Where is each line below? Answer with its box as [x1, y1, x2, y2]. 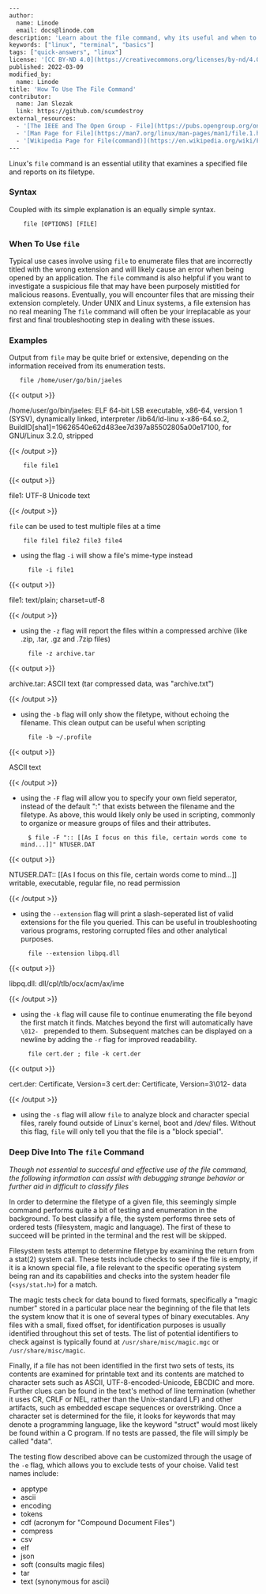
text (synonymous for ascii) [20, 1577, 110, 1586]
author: [9, 11, 35, 20]
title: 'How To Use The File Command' [9, 85, 137, 93]
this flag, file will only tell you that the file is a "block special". [20, 1127, 223, 1136]
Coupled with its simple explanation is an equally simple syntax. [9, 204, 216, 214]
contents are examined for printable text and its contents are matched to [9, 1369, 245, 1379]
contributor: [9, 93, 52, 101]
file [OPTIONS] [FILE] [23, 219, 98, 228]
